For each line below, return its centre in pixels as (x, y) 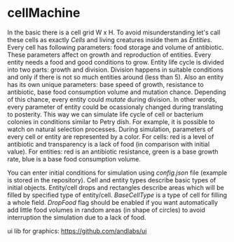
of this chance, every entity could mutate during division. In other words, (112, 99)
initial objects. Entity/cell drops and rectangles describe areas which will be (116, 187)
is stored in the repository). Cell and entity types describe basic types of (112, 180)
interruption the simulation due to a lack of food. (77, 217)
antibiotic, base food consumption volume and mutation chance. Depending (117, 92)
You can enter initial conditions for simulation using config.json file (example (117, 173)
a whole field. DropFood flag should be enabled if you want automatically (113, 202)
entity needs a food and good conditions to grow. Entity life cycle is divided (116, 62)
